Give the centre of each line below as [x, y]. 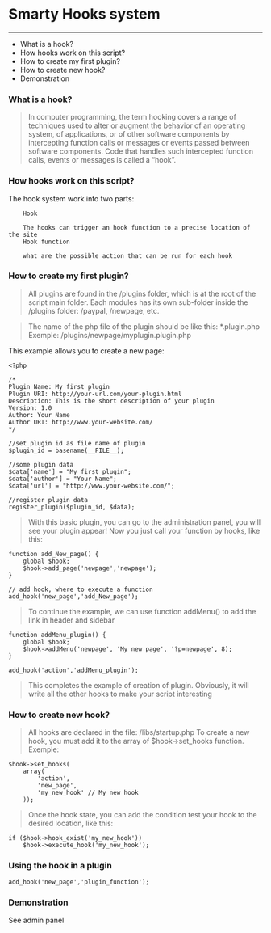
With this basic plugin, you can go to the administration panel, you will [144, 521]
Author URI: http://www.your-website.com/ [81, 422]
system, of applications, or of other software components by [129, 134]
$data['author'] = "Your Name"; [63, 479]
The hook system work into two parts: [71, 198]
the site [23, 234]
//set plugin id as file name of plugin [77, 443]
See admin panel [36, 920]
